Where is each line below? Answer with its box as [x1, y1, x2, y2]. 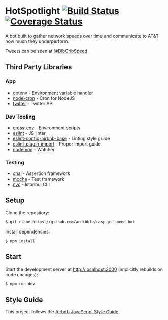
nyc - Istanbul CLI [12, 181, 50, 188]
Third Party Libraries [5, 63, 72, 71]
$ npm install [5, 238, 36, 244]
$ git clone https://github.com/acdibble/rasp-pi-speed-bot [5, 219, 136, 225]
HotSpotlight [5, 5, 60, 17]
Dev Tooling [5, 113, 36, 120]
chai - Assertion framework [12, 170, 70, 177]
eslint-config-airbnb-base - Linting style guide [12, 135, 110, 141]
